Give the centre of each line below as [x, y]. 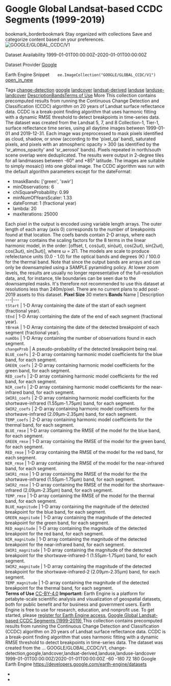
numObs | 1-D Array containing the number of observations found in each [81, 338]
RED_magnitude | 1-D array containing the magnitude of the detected [76, 528]
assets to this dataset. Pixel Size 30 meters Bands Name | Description [90, 294]
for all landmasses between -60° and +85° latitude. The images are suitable [85, 160]
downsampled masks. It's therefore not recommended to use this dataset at [85, 283]
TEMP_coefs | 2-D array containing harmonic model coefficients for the [79, 419]
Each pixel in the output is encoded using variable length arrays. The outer [84, 224]
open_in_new [19, 80]
